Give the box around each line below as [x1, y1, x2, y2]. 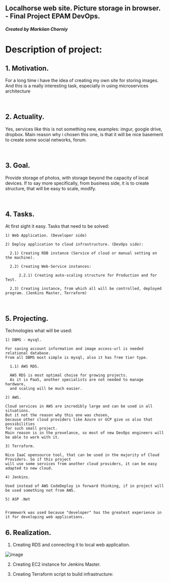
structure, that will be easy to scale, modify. [5, 185, 97, 191]
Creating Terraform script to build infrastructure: [12, 571, 114, 577]
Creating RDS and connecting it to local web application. [12, 542, 131, 548]
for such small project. [5, 426, 58, 431]
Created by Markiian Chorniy [5, 26, 68, 32]
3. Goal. [5, 161, 30, 170]
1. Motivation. [5, 64, 49, 72]
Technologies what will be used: [5, 327, 72, 334]
